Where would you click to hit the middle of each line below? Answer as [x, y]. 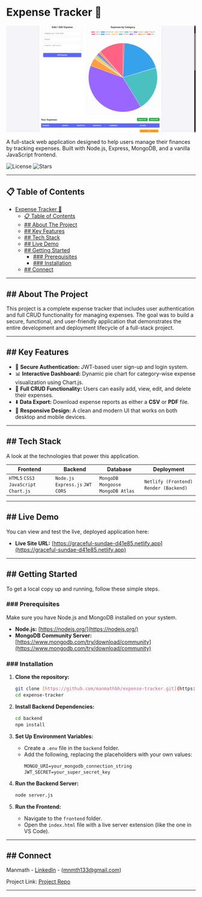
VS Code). [37, 831]
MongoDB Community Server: [53, 635]
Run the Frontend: [38, 807]
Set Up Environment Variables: [54, 736]
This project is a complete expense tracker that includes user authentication [100, 309]
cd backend [29, 718]
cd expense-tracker [39, 695]
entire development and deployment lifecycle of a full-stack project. [90, 328]
